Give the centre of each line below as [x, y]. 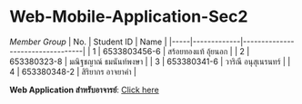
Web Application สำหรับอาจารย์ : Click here [84, 90]
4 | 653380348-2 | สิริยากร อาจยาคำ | [73, 71]
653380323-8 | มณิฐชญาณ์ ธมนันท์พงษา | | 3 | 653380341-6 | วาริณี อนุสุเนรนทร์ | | [150, 61]
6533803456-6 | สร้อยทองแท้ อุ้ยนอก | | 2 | [176, 51]
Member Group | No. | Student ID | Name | [88, 42]
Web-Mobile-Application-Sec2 [129, 17]
